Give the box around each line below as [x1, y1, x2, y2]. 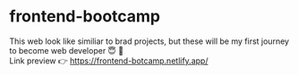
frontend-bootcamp [9, 6, 161, 27]
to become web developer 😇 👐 [9, 45, 123, 55]
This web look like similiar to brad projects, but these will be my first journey [9, 36, 289, 46]
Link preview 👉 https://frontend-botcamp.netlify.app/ [9, 55, 209, 66]
